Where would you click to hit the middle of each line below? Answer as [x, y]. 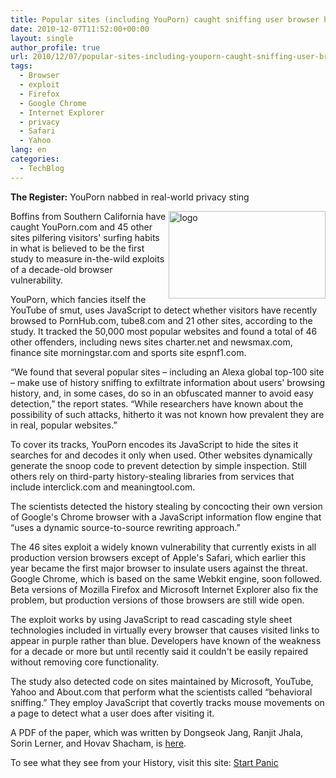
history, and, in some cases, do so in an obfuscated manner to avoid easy [162, 393]
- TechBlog [42, 168]
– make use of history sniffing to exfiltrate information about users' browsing [168, 382]
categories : [35, 159]
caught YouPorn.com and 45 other [81, 227]
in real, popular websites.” [64, 425]
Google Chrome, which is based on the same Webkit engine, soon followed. [166, 578]
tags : [21, 66]
